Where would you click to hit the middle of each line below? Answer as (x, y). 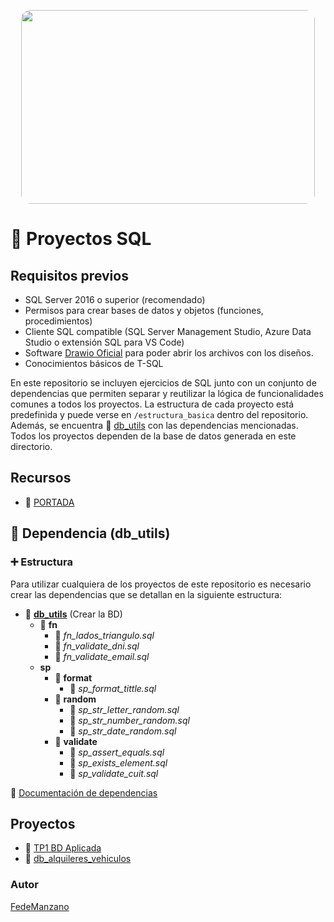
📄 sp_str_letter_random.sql (124, 709)
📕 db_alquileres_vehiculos (78, 859)
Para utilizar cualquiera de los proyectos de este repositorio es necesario (161, 584)
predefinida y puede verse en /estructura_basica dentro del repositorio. (159, 414)
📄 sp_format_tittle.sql (113, 688)
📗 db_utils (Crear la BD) (73, 614)
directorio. (31, 446)
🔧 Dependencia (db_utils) (90, 533)
